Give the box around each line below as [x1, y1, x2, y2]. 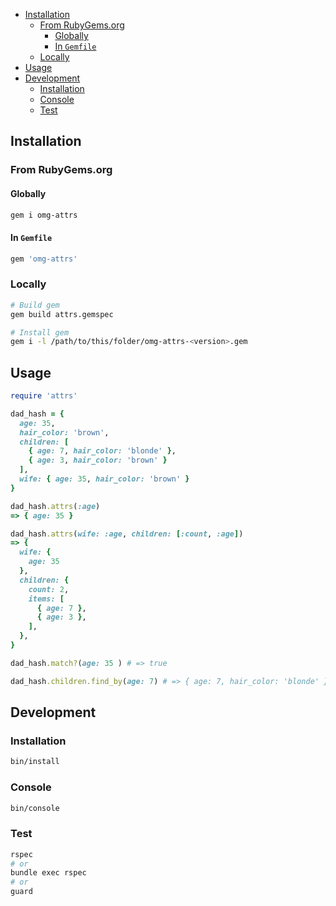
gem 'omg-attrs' [10, 254, 78, 264]
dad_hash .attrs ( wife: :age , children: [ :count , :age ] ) [10, 529, 244, 539]
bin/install [10, 757, 60, 767]
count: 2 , [28, 584, 70, 594]
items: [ [28, 594, 65, 604]
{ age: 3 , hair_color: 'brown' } [28, 455, 168, 466]
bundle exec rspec [10, 868, 87, 878]
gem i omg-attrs [10, 210, 78, 220]
